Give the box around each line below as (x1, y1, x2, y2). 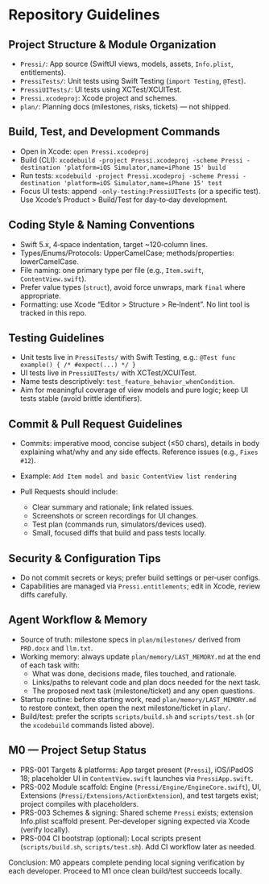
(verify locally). (19, 824, 71, 834)
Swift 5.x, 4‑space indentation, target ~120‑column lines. (19, 239, 208, 249)
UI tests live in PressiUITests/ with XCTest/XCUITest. (19, 368, 197, 378)
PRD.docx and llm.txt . (19, 642, 93, 653)
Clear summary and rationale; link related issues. (31, 502, 195, 512)
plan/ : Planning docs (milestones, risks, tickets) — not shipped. (19, 102, 231, 111)
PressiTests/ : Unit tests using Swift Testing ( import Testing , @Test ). (19, 76, 246, 85)
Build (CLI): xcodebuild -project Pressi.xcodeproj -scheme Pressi (19, 155, 243, 164)
